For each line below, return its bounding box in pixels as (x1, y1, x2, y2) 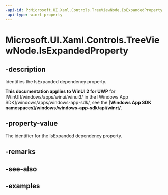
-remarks (5, 147, 36, 156)
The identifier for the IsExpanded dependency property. (5, 133, 122, 139)
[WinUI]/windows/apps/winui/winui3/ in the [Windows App (5, 93, 128, 100)
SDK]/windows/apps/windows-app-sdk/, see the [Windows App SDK (5, 99, 152, 105)
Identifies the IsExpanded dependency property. (5, 78, 107, 84)
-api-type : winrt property (5, 12, 63, 17)
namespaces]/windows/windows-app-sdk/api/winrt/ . (5, 105, 122, 111)
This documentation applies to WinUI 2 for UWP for (5, 88, 116, 94)
